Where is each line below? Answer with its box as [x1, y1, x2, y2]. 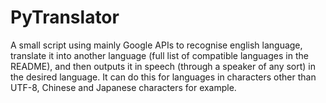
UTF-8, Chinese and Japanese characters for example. [10, 81, 237, 93]
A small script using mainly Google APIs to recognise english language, [10, 39, 303, 51]
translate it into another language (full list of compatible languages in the [10, 49, 309, 61]
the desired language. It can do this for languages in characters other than [10, 71, 317, 83]
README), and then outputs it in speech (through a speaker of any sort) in [10, 60, 317, 72]
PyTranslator [10, 6, 120, 29]
